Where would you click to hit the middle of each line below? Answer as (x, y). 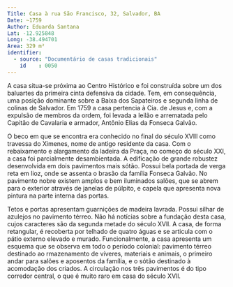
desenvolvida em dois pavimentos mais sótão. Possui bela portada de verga (116, 165)
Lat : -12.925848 (31, 33)
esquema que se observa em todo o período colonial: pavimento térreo (109, 246)
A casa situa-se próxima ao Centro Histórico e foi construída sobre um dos (114, 85)
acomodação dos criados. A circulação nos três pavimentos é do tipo (107, 268)
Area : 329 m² (26, 46)
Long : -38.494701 (32, 40)
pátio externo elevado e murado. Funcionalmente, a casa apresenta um (110, 239)
